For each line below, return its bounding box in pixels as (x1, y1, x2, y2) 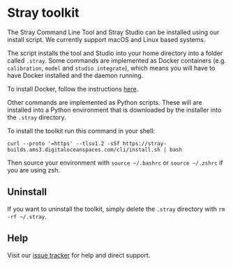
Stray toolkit (7, 5, 80, 21)
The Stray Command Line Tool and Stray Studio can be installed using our (7, 28, 220, 36)
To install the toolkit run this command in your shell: (7, 126, 156, 135)
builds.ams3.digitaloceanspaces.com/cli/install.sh (7, 146, 160, 153)
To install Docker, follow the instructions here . (7, 84, 139, 93)
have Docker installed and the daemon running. (7, 71, 144, 80)
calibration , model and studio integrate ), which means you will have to (7, 64, 216, 72)
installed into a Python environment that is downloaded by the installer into (7, 105, 222, 114)
